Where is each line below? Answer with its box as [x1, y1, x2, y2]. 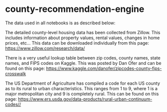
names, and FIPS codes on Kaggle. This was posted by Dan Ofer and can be [5, 60, 162, 66]
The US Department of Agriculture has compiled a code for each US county [5, 80, 161, 86]
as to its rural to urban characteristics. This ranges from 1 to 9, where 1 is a [5, 85, 158, 91]
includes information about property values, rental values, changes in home [5, 35, 160, 41]
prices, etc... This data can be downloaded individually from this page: [5, 40, 149, 46]
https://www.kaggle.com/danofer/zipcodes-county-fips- [46, 65, 162, 71]
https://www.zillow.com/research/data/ [5, 45, 85, 51]
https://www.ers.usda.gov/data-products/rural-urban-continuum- [18, 96, 153, 102]
